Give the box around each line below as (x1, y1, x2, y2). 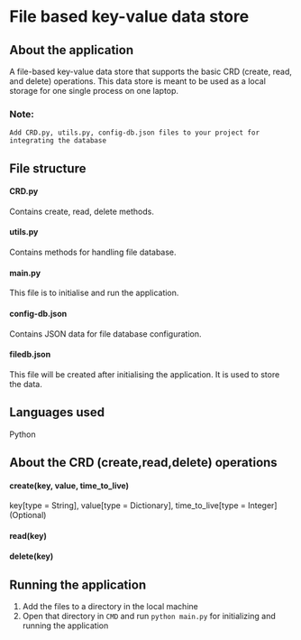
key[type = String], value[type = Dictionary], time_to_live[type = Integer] (9, 500, 278, 511)
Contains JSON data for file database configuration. (9, 328, 202, 339)
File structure (9, 161, 87, 176)
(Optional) (9, 510, 47, 521)
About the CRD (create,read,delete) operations (9, 454, 278, 470)
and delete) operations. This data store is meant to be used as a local (9, 76, 266, 87)
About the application (9, 42, 133, 58)
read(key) (9, 530, 47, 541)
